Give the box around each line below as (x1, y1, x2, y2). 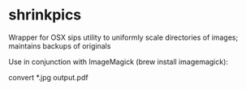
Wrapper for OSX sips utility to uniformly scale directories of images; (8, 32, 239, 42)
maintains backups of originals (8, 41, 111, 50)
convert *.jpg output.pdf (8, 72, 88, 82)
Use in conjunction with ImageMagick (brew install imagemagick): (8, 57, 229, 66)
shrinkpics (8, 6, 82, 24)
